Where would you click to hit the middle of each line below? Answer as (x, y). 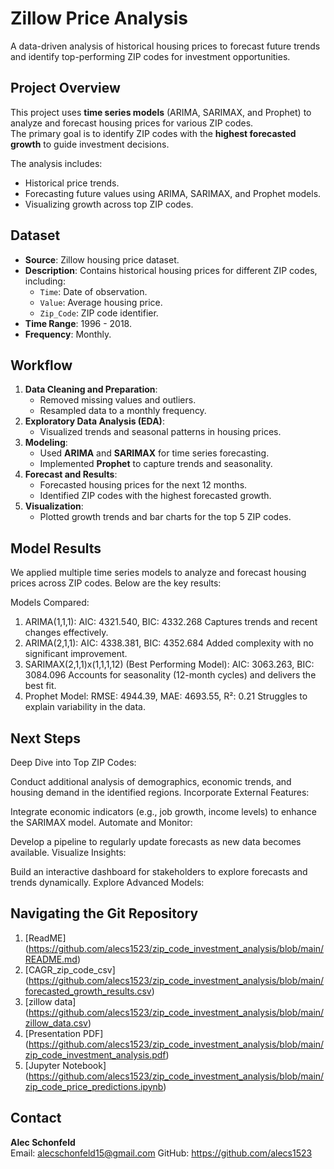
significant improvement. (76, 654)
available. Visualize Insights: (68, 852)
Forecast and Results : (71, 474)
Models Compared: (50, 603)
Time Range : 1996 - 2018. (78, 323)
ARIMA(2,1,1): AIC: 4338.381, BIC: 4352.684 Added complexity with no (169, 643)
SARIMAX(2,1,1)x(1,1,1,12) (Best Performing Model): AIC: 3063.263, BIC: (169, 664)
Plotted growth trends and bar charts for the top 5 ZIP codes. (165, 517)
